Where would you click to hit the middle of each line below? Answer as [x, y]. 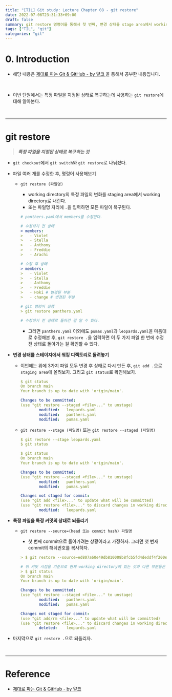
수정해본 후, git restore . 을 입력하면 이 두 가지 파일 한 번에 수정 [99, 337]
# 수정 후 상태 [34, 264]
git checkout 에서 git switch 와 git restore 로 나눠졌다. [70, 162]
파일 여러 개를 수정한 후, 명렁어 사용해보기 [54, 173]
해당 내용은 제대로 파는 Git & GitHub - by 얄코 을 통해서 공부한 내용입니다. [86, 74]
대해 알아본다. [27, 101]
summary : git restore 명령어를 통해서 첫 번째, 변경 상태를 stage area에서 [79, 24]
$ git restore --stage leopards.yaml [61, 439]
